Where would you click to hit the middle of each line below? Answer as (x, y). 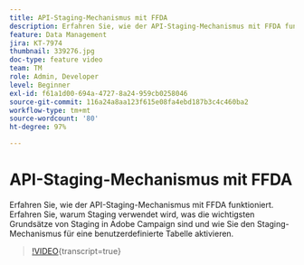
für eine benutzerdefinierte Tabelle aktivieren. (148, 233)
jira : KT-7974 (36, 43)
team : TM (26, 69)
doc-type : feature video (56, 60)
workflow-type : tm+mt (50, 110)
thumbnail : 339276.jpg (52, 52)
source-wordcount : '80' (54, 118)
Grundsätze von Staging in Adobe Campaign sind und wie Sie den (132, 223)
